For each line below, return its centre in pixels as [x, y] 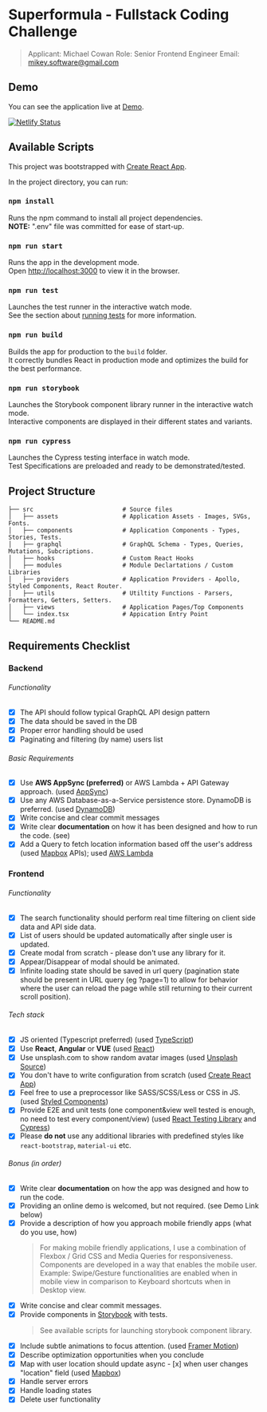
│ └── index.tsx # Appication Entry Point [108, 615]
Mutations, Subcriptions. [51, 552]
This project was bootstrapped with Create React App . [98, 166]
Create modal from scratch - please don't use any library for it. [122, 952]
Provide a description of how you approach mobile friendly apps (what [135, 1223]
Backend [26, 668]
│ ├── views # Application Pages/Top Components [126, 607]
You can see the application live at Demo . [77, 106]
